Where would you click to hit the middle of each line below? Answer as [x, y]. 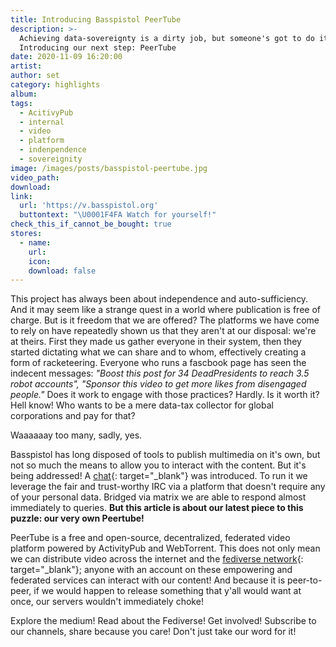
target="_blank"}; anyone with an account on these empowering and [151, 570]
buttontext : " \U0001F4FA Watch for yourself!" [118, 215]
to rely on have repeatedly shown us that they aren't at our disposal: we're [163, 331]
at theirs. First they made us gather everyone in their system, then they [156, 342]
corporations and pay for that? [73, 416]
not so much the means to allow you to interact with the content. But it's [158, 465]
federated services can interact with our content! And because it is [148, 580]
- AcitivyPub [46, 112]
